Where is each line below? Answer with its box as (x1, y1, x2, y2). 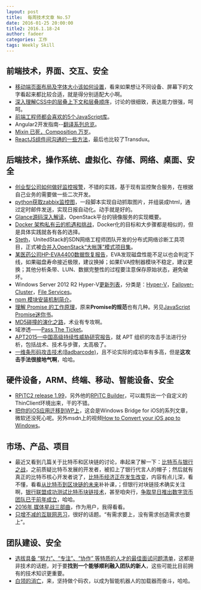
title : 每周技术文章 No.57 (6, 14, 71, 20)
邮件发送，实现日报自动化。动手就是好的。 (31, 205, 136, 213)
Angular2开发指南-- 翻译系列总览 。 (14, 121, 100, 128)
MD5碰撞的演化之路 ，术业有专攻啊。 (14, 318, 106, 325)
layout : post (6, 8, 39, 15)
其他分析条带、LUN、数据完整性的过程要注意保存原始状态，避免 (25, 265, 184, 273)
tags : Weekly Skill (6, 43, 55, 49)
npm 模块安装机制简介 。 (14, 295, 75, 303)
